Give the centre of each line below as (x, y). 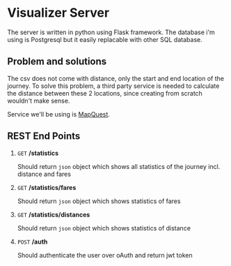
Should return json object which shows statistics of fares (99, 201)
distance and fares (44, 174)
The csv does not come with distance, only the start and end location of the (116, 78)
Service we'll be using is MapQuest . (58, 114)
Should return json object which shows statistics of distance (104, 228)
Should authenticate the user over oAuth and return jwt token (105, 255)
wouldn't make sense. (39, 101)
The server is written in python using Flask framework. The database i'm (111, 32)
